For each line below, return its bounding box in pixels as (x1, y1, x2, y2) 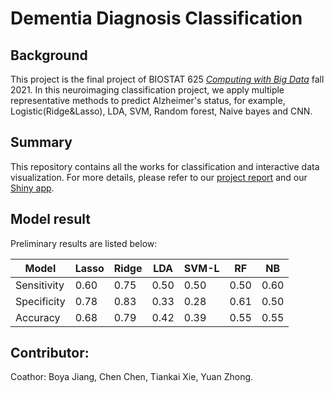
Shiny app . (10, 182, 55, 194)
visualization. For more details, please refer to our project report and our (10, 171, 308, 183)
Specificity (15, 294, 66, 308)
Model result (10, 211, 91, 228)
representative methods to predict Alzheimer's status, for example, (10, 95, 286, 106)
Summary (10, 134, 73, 151)
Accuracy (15, 310, 61, 324)
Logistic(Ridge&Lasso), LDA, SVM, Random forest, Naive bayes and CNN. (10, 105, 313, 117)
